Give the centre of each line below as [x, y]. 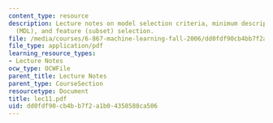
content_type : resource [49, 16]
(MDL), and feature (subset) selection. [85, 31]
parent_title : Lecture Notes [58, 76]
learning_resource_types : [52, 53]
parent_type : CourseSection [56, 83]
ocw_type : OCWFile [39, 69]
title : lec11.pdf [38, 99]
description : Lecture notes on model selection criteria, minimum [123, 23]
